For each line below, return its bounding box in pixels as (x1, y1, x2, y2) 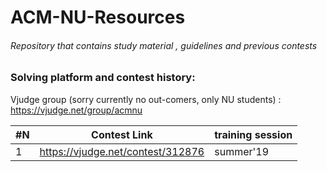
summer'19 (214, 144, 270, 158)
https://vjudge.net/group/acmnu (10, 104, 143, 116)
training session (214, 127, 293, 141)
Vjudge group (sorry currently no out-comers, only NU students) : (10, 93, 282, 105)
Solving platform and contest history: (10, 71, 196, 85)
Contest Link (91, 127, 153, 141)
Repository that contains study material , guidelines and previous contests (10, 39, 318, 51)
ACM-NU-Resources (10, 6, 186, 29)
